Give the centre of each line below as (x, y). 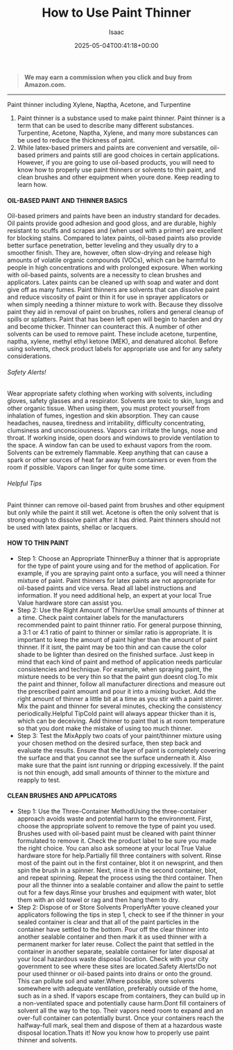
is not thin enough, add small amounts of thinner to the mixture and (113, 772)
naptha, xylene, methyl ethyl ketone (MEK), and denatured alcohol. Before (113, 341)
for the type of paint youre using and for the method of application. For (118, 566)
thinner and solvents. (47, 1040)
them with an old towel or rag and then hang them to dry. (98, 900)
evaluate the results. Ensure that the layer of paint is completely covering (121, 750)
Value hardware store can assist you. (70, 602)
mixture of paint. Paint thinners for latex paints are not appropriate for (116, 580)
